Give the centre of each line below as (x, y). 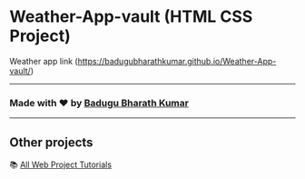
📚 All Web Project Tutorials (60, 164)
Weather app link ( (44, 61)
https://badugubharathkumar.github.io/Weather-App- (177, 61)
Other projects (51, 142)
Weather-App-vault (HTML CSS (131, 17)
